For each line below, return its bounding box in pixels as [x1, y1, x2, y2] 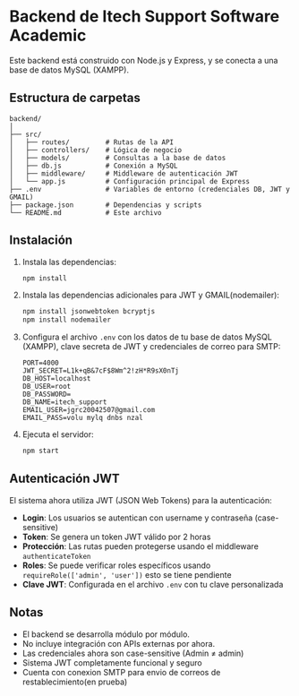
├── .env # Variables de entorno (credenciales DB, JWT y [9, 185, 291, 193]
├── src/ [9, 130, 42, 139]
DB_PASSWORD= [21, 390, 72, 400]
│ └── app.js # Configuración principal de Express [9, 176, 251, 185]
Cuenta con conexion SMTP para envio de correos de [21, 666, 221, 677]
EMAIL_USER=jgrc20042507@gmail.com [21, 406, 156, 415]
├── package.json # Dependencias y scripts [9, 200, 202, 210]
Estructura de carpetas [9, 90, 141, 106]
